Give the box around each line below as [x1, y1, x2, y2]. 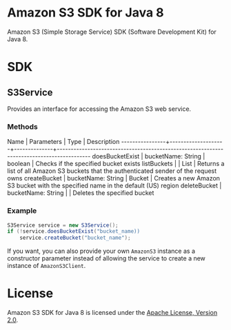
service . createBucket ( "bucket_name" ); [19, 234, 131, 242]
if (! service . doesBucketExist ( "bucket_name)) [7, 228, 140, 235]
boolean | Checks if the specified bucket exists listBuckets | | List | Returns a [7, 160, 225, 168]
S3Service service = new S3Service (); [7, 222, 119, 229]
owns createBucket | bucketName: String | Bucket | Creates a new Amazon [7, 174, 221, 183]
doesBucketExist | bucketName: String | [92, 152, 205, 161]
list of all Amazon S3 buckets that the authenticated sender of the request [7, 167, 217, 175]
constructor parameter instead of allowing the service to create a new [7, 254, 205, 262]
